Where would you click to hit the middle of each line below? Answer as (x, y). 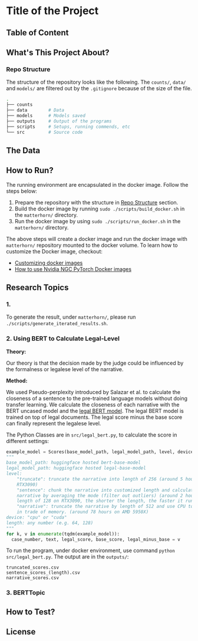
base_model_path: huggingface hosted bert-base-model (74, 463)
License (21, 632)
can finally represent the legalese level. (54, 423)
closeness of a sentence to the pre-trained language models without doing (97, 398)
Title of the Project (52, 11)
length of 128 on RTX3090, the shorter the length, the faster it (100, 501)
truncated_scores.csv (33, 568)
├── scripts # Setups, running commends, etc (68, 127)
